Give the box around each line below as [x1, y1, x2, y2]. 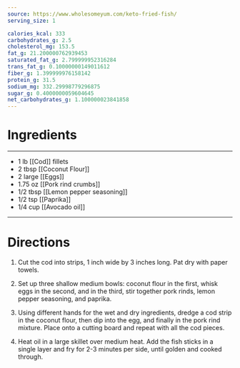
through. [17, 352, 44, 361]
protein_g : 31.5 [7, 76, 56, 83]
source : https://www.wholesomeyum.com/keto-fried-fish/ [7, 10, 177, 18]
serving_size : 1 [7, 17, 56, 24]
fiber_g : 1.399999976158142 [7, 69, 91, 77]
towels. [17, 265, 39, 274]
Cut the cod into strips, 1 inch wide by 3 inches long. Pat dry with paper [17, 258, 228, 266]
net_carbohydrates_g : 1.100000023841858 [7, 96, 130, 103]
